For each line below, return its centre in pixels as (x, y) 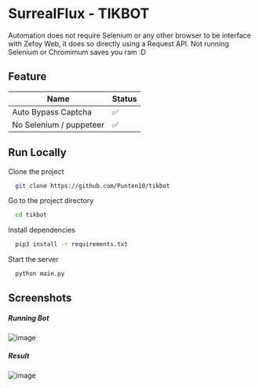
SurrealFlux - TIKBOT (79, 14)
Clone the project (36, 171)
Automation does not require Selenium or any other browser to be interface (129, 35)
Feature (27, 76)
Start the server (33, 259)
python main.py (40, 274)
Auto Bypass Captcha (52, 112)
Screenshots (40, 298)
